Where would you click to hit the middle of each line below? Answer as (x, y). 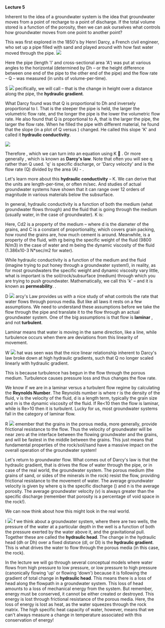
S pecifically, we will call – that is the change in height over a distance (79, 89)
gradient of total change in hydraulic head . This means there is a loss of (78, 578)
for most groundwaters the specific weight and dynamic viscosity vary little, (82, 270)
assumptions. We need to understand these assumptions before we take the (82, 307)
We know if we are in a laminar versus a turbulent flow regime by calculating (82, 388)
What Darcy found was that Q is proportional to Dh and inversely (70, 103)
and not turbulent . (24, 322)
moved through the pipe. (30, 53)
